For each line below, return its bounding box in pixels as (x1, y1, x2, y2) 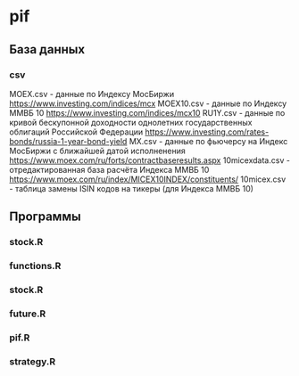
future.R (9, 307, 46, 320)
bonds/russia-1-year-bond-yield (9, 135, 128, 146)
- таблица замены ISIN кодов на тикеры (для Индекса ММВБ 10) (9, 183, 254, 193)
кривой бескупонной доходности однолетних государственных (9, 117, 253, 127)
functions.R (9, 260, 62, 273)
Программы (9, 209, 82, 225)
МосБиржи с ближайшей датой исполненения (9, 145, 186, 156)
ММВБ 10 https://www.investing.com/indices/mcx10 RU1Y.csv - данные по (9, 107, 286, 118)
